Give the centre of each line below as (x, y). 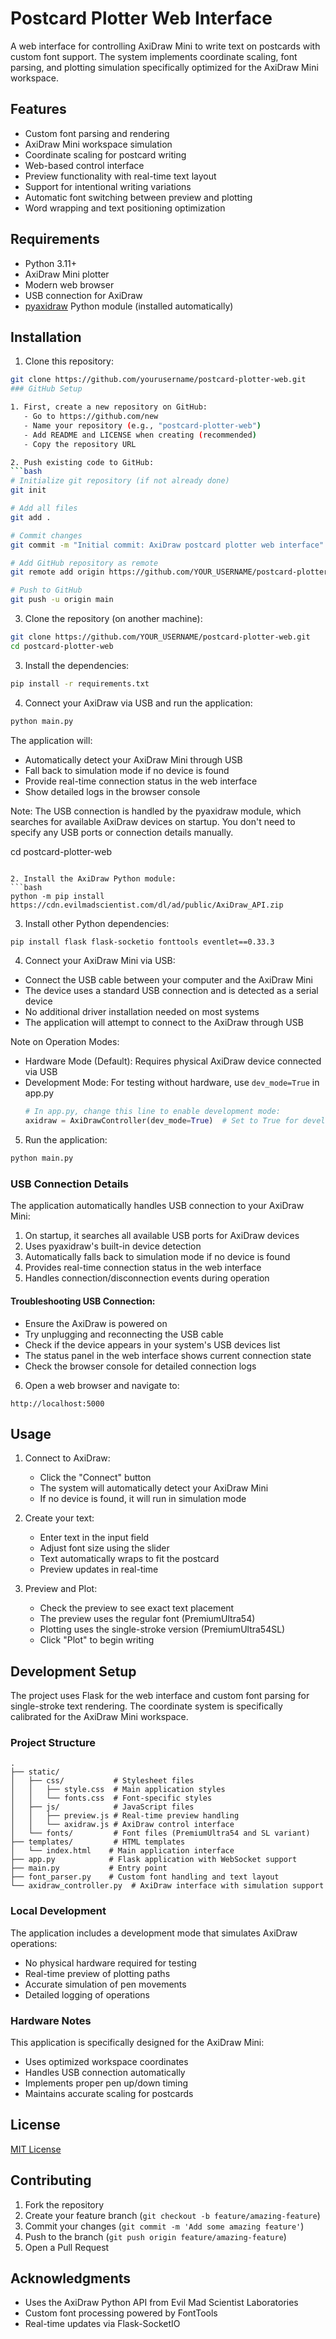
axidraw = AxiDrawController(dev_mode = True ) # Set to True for (161, 1121)
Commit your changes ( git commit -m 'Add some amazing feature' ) (164, 2226)
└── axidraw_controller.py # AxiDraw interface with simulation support (167, 1886)
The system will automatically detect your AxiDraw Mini (154, 1488)
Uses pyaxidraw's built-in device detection (113, 1246)
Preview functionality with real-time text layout (120, 176)
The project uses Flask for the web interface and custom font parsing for (160, 1696)
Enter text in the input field (94, 1538)
